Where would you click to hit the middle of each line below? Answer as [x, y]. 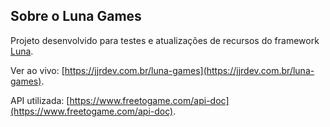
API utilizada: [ [40, 100]
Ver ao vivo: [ [37, 70]
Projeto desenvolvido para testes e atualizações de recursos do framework [165, 40]
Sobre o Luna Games [76, 16]
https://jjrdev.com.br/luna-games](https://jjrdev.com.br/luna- [189, 70]
